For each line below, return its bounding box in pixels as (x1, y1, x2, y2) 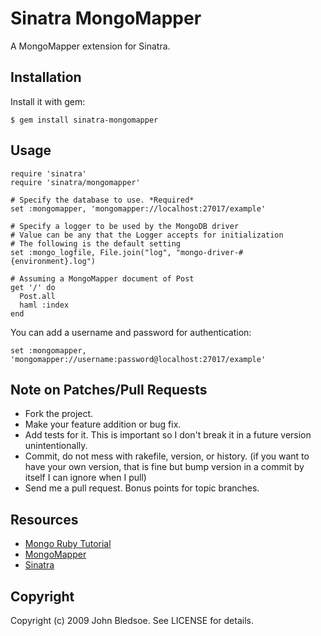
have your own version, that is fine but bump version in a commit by (24, 461, 305, 473)
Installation (10, 69, 82, 86)
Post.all (19, 291, 56, 301)
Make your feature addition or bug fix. (24, 418, 182, 431)
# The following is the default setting (10, 238, 182, 249)
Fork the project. (24, 408, 94, 420)
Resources (10, 511, 79, 528)
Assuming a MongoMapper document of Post (19, 273, 195, 284)
